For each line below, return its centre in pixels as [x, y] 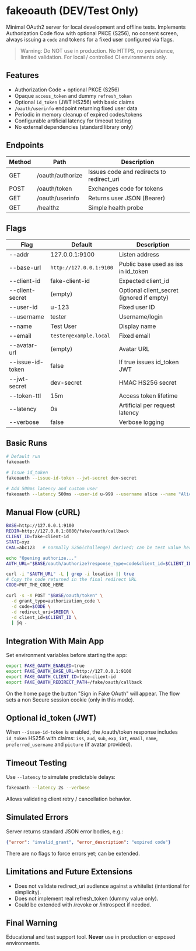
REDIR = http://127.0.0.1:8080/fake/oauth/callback [68, 531]
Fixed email [134, 336]
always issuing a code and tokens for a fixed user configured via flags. [90, 39]
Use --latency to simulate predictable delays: [61, 777]
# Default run [23, 457]
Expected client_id [144, 281]
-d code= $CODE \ [31, 606]
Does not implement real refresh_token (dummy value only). [86, 898]
